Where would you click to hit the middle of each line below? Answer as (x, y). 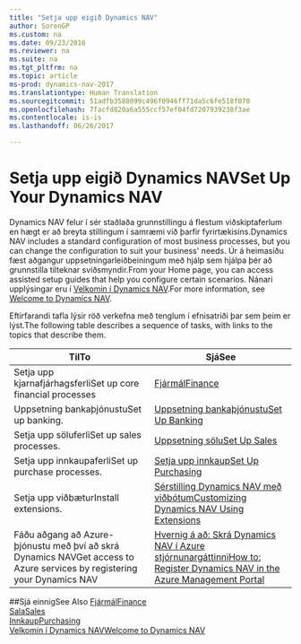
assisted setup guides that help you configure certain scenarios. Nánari (141, 279)
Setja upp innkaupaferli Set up (76, 460)
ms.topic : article (43, 76)
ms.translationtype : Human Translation (84, 92)
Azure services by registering (76, 568)
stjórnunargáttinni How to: (208, 557)
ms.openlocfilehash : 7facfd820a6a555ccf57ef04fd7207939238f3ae (130, 109)
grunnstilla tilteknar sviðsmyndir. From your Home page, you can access (142, 269)
